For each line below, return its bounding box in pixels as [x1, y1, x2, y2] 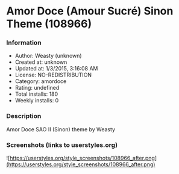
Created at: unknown [14, 58, 68, 66]
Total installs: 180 [14, 90, 58, 98]
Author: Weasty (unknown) [14, 52, 83, 60]
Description [6, 112, 42, 120]
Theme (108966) [6, 17, 92, 31]
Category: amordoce [14, 78, 67, 85]
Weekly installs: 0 [14, 97, 59, 104]
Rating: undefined [14, 84, 60, 92]
